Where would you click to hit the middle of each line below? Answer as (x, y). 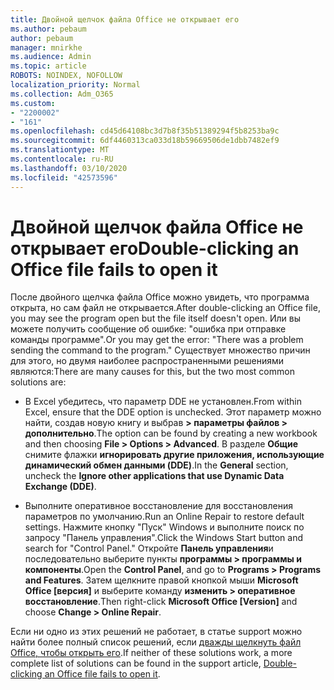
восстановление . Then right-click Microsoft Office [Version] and (161, 602)
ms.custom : (33, 103)
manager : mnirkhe (46, 47)
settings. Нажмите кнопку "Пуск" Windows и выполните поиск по (164, 527)
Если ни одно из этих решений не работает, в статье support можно (156, 632)
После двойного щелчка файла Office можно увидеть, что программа (160, 297)
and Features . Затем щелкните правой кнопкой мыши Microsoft (161, 580)
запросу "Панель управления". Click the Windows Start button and (164, 538)
